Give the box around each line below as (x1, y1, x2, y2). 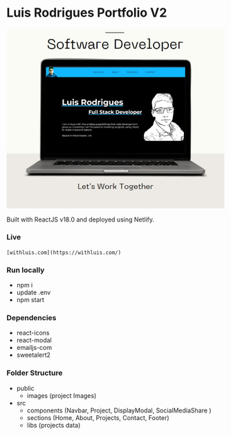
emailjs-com (16, 344, 53, 352)
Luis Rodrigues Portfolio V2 (6, 5, 167, 21)
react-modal (16, 336, 53, 344)
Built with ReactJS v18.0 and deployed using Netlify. (6, 215, 155, 224)
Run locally (6, 265, 45, 275)
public (16, 384, 35, 392)
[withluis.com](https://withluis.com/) (6, 249, 122, 256)
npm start (16, 296, 44, 304)
